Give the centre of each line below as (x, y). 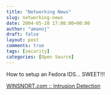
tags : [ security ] (28, 51)
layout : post (23, 40)
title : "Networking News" (39, 12)
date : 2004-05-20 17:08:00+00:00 (48, 23)
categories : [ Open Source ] (40, 57)
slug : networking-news (35, 18)
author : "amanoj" (28, 29)
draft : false (23, 34)
